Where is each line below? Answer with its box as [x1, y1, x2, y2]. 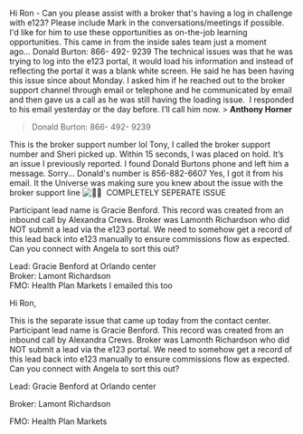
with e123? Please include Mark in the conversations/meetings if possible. [9, 17, 285, 28]
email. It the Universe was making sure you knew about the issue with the [9, 178, 283, 188]
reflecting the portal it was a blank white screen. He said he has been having [9, 65, 295, 76]
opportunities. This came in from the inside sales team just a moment [9, 36, 267, 47]
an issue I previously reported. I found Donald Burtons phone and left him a [9, 159, 289, 169]
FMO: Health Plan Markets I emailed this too [9, 280, 174, 291]
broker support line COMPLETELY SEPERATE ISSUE [9, 188, 226, 198]
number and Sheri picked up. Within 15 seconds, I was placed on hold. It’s [9, 149, 284, 159]
